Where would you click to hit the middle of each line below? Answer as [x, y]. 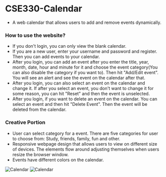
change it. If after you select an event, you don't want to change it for [83, 88]
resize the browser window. [40, 154]
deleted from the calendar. [39, 109]
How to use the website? [35, 35]
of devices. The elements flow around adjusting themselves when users [86, 149]
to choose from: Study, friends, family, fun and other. [66, 138]
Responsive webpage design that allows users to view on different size [85, 144]
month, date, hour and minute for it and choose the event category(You [85, 67]
